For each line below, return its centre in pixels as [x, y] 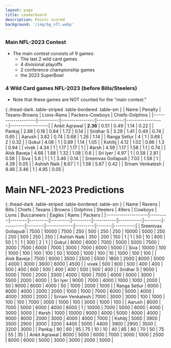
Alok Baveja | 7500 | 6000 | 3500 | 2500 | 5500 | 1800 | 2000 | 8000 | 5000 [85, 258]
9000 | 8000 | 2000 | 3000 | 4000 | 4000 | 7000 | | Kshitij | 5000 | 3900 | [83, 318]
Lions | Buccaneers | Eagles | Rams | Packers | [54, 215]
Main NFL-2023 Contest [36, 42]
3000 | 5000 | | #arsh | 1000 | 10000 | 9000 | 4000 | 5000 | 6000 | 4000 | [83, 313]
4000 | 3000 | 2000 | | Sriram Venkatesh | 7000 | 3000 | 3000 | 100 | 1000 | [85, 296]
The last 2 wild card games [49, 59]
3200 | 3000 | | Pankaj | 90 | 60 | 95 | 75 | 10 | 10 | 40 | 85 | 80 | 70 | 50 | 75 [85, 329]
